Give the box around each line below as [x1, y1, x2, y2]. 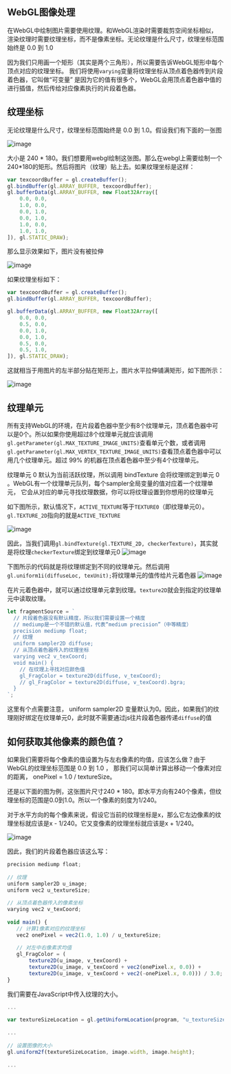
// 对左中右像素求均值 [16, 944, 72, 951]
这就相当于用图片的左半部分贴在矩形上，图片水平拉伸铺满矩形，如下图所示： [7, 367, 224, 375]
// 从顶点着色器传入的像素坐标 [7, 899, 84, 906]
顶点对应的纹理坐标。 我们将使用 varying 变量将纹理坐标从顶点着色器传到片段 [7, 66, 223, 75]
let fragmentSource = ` [7, 608, 76, 615]
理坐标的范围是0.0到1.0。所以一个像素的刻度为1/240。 [7, 796, 161, 804]
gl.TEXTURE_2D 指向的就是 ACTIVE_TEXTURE [7, 511, 121, 519]
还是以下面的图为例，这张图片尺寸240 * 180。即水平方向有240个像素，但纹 [7, 788, 222, 795]
